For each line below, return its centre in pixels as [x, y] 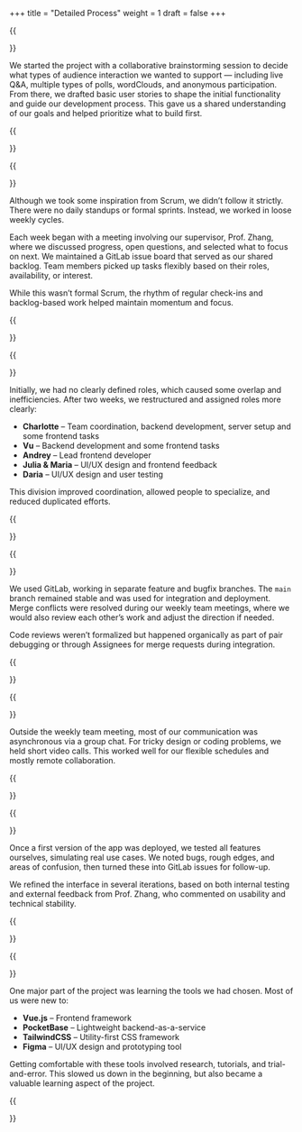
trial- [276, 1064]
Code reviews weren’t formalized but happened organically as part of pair [146, 635]
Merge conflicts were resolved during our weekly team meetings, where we [150, 608]
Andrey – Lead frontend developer [87, 455]
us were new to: [39, 1000]
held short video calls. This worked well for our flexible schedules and [139, 751]
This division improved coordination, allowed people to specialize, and [140, 492]
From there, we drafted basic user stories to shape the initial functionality [145, 94]
